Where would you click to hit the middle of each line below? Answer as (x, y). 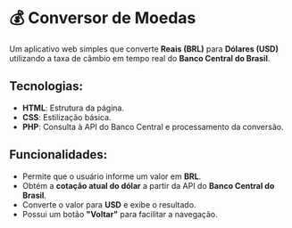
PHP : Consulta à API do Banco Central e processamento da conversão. (153, 126)
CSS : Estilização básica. (67, 117)
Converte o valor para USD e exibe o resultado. (109, 204)
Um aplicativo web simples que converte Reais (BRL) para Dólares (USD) (144, 49)
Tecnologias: (46, 86)
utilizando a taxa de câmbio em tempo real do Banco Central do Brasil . (140, 58)
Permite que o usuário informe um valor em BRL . (112, 176)
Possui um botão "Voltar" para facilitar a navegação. (120, 214)
